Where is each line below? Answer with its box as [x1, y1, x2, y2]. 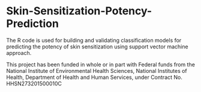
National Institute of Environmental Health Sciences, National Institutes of [6, 67, 187, 74]
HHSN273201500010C [6, 79, 62, 87]
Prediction [6, 17, 59, 30]
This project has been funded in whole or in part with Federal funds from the [6, 61, 195, 68]
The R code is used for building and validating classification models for [6, 36, 182, 44]
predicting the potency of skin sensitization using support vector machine [6, 43, 188, 50]
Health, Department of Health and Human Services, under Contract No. [6, 73, 183, 81]
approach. [6, 49, 32, 56]
